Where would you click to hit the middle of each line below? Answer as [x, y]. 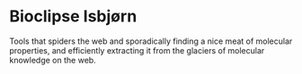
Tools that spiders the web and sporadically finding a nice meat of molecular [151, 41]
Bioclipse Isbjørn [73, 16]
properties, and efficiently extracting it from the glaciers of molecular [137, 50]
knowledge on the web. [53, 60]
